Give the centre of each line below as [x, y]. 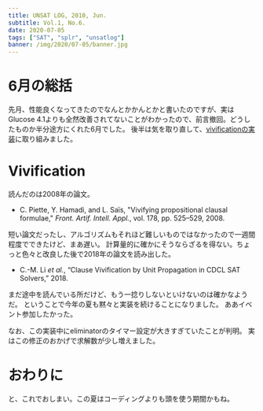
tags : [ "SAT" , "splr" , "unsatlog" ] [66, 37]
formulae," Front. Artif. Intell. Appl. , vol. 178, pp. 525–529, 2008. [122, 218]
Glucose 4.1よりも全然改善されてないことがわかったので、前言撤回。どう [126, 120]
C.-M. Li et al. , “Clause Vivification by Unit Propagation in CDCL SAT [130, 270]
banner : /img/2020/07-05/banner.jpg [68, 45]
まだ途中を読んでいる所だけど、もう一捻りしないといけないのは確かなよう [128, 294]
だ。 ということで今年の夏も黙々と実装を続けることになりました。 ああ [124, 304]
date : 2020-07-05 [37, 30]
